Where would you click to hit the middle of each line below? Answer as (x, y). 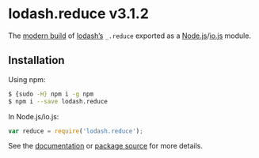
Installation (36, 60)
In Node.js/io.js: (34, 116)
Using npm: (27, 79)
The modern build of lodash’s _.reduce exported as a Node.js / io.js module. (130, 36)
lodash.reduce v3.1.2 (78, 14)
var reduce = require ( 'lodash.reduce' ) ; (76, 131)
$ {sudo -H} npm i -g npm (51, 94)
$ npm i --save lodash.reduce (58, 101)
